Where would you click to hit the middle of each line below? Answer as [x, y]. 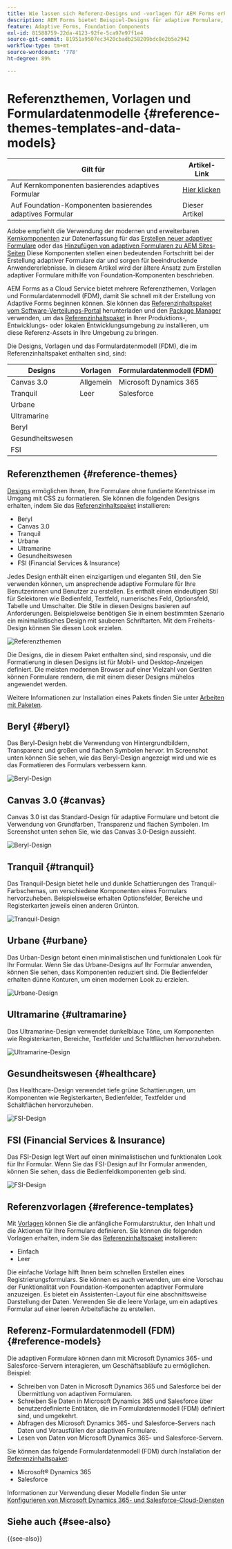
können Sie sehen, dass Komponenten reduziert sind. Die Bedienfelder [108, 972]
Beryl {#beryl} [39, 726]
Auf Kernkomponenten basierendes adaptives [85, 185]
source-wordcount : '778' [43, 53]
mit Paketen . [25, 705]
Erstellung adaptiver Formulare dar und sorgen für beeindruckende [103, 260]
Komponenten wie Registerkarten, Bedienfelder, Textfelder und [97, 1098]
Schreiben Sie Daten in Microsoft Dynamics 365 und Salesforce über [115, 1401]
